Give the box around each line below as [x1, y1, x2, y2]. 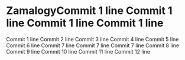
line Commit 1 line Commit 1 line [6, 16, 164, 30]
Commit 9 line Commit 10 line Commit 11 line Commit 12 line [6, 48, 151, 55]
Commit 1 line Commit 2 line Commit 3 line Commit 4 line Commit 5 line [6, 36, 179, 43]
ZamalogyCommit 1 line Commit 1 [6, 4, 173, 17]
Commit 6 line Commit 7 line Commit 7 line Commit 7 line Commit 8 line [6, 42, 179, 49]
